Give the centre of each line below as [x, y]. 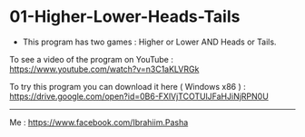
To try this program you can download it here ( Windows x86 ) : [128, 86]
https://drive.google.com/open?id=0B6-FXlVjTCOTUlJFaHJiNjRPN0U [139, 96]
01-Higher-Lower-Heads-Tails [125, 17]
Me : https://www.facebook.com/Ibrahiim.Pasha [99, 122]
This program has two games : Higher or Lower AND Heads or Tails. [149, 42]
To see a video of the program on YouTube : [92, 59]
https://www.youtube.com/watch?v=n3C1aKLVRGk [104, 69]
